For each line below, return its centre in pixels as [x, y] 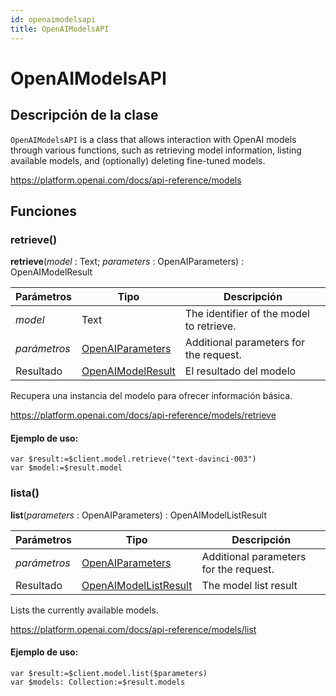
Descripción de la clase [84, 115]
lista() [25, 493]
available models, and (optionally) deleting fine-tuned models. [138, 160]
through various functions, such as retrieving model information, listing [156, 150]
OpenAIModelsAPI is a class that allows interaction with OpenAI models [153, 139]
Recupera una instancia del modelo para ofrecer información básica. [151, 396]
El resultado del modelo [240, 371]
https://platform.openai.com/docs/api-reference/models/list [133, 629]
